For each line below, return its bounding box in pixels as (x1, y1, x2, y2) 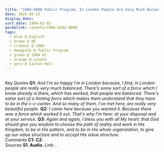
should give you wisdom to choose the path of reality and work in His (5, 121, 145, 127)
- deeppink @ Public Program (9, 48, 69, 53)
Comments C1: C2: (5, 137, 43, 143)
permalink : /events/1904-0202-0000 (5, 25, 78, 30)
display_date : (5, 16, 34, 21)
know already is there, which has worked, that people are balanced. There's (5, 91, 159, 96)
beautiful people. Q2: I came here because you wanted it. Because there (5, 106, 152, 112)
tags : (5, 30, 16, 35)
